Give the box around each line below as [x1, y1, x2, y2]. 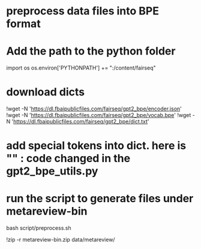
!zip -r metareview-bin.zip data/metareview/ [6, 236, 115, 244]
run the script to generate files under [6, 192, 194, 205]
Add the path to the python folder [6, 44, 176, 58]
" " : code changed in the [6, 152, 131, 166]
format [6, 17, 41, 31]
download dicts [6, 85, 85, 99]
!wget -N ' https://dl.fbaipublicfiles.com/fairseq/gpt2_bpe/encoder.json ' [6, 105, 182, 112]
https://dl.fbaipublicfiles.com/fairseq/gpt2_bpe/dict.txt [13, 118, 148, 125]
